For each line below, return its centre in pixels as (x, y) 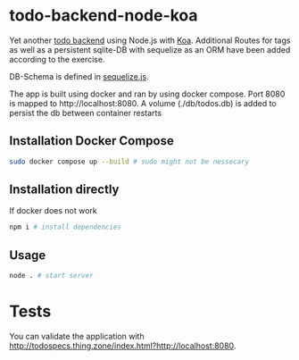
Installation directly (64, 190)
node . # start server (51, 276)
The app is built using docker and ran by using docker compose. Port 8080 (147, 94)
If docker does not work (53, 211)
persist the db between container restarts (86, 113)
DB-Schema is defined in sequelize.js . (79, 76)
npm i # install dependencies (66, 227)
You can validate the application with (77, 336)
